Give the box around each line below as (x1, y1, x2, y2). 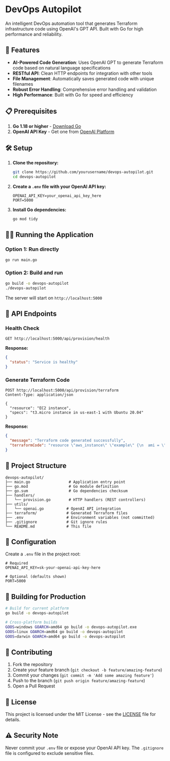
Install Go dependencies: (12, 207, 67, 213)
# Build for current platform (5, 606, 69, 611)
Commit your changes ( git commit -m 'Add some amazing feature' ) (12, 672, 154, 678)
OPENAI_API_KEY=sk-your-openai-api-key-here (5, 565, 101, 571)
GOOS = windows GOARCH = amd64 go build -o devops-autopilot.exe (5, 624, 137, 630)
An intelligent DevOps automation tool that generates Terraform (5, 20, 138, 26)
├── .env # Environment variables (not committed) (5, 515, 155, 520)
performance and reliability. (5, 31, 63, 37)
